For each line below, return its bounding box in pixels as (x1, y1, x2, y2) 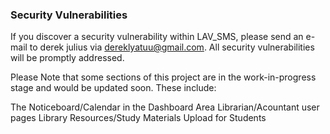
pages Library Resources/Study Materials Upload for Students (10, 112, 267, 124)
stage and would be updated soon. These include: (10, 82, 217, 94)
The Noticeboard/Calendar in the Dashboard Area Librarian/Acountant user (10, 101, 320, 113)
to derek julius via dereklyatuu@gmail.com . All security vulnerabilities (29, 41, 315, 53)
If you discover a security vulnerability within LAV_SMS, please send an (10, 31, 304, 43)
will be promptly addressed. (10, 52, 125, 64)
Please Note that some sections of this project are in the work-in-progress (10, 71, 317, 83)
